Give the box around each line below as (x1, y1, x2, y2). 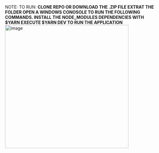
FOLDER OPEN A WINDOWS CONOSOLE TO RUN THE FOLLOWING (5, 9, 141, 15)
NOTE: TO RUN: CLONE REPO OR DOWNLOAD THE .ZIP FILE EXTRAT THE (5, 4, 154, 10)
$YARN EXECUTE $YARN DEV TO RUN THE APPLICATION (5, 19, 123, 25)
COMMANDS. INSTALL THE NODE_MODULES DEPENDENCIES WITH (5, 15, 144, 20)
